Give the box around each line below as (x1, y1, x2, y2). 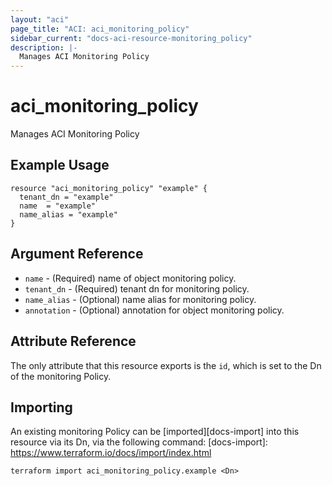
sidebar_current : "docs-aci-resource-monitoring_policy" (10, 33, 253, 43)
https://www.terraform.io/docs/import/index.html (10, 447, 212, 459)
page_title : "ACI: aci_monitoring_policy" (10, 24, 190, 34)
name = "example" (19, 201, 97, 211)
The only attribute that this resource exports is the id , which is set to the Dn (10, 359, 322, 371)
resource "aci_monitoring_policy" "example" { (10, 183, 208, 193)
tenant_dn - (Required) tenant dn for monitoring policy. (24, 282, 250, 295)
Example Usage (10, 157, 110, 174)
